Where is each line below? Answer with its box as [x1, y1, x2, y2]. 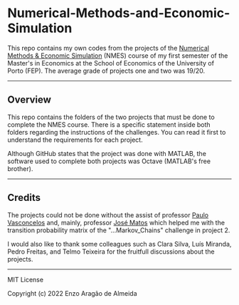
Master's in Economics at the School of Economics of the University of [7, 58, 215, 67]
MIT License [7, 275, 44, 284]
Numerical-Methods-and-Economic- [7, 5, 230, 21]
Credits [7, 192, 41, 204]
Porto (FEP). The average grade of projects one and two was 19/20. [7, 66, 206, 75]
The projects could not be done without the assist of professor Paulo [7, 210, 209, 219]
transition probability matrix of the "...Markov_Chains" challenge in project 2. [7, 226, 230, 234]
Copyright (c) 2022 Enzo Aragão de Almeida [7, 289, 137, 297]
